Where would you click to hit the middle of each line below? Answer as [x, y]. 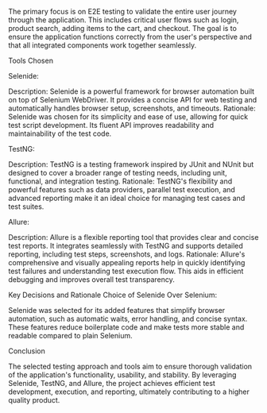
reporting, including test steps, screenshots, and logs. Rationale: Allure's [127, 254]
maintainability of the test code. [60, 133]
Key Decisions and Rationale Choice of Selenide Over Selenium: [112, 295]
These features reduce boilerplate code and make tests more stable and [126, 327]
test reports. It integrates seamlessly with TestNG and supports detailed [126, 246]
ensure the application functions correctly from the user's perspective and [130, 37]
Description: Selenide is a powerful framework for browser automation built [132, 91]
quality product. [34, 400]
